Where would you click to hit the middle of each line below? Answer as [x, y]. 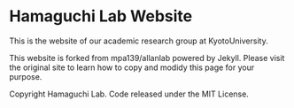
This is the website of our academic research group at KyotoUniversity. [139, 41]
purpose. [26, 76]
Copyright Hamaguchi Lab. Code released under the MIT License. [129, 94]
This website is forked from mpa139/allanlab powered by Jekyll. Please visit [147, 58]
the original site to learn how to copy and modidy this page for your [132, 67]
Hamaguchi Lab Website [101, 16]
